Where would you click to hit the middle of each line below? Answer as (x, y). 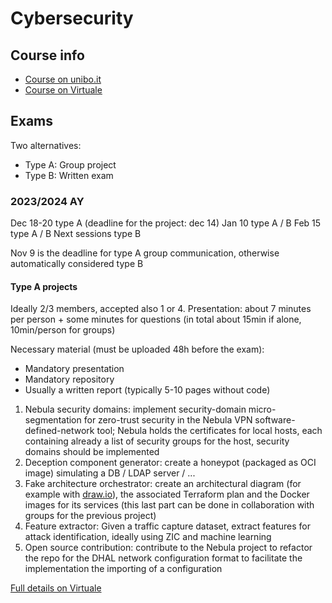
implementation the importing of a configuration (123, 569)
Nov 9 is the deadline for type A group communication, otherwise (145, 253)
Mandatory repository (69, 379)
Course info (47, 55)
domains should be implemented (92, 452)
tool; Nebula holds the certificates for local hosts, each (209, 431)
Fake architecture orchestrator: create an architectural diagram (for (163, 484)
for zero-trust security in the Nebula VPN (168, 420)
